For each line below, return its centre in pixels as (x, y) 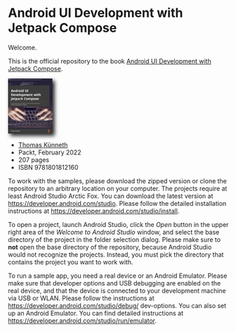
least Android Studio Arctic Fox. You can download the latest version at (111, 196)
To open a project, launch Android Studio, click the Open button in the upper (118, 224)
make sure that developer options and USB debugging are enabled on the (114, 283)
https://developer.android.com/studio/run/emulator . (83, 320)
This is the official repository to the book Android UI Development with (110, 61)
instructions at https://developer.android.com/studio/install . (94, 211)
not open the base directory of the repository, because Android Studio (110, 247)
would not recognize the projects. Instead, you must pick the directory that (116, 254)
